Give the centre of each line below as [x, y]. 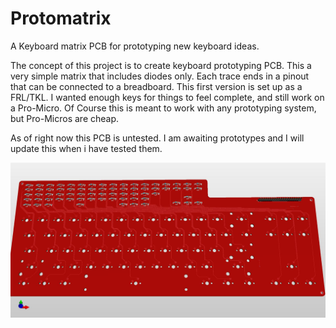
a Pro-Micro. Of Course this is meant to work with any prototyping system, [163, 108]
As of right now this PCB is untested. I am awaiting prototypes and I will [157, 138]
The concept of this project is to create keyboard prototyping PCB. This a [161, 65]
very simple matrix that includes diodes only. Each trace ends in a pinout [160, 76]
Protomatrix [61, 18]
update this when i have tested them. [86, 148]
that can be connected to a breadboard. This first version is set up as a [156, 86]
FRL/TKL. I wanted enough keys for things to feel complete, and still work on [167, 97]
